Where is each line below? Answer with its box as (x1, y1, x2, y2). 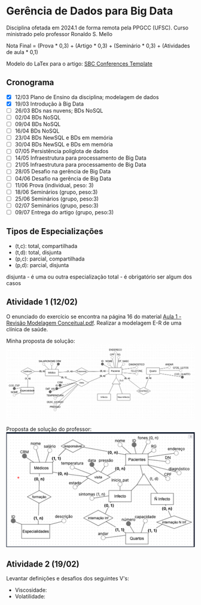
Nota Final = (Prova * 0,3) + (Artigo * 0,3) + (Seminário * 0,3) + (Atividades (6, 42, 190, 49)
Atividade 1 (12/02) (6, 297, 78, 307)
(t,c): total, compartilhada (14, 242, 78, 250)
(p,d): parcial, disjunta (14, 261, 69, 268)
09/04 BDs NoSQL (14, 121, 61, 127)
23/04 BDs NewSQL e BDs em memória (14, 134, 113, 142)
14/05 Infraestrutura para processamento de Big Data (14, 154, 147, 161)
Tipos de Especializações (6, 226, 103, 236)
